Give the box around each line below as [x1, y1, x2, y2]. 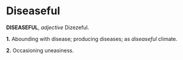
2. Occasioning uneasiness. [6, 46, 74, 54]
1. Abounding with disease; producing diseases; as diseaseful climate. [6, 35, 178, 42]
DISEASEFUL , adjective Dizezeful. [6, 24, 89, 31]
